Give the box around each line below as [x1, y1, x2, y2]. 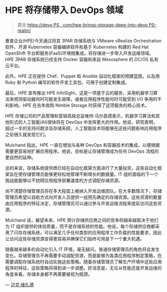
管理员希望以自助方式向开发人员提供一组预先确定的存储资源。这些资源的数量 [5, 194, 162, 200]
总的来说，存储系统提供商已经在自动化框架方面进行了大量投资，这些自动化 [5, 165, 158, 171]
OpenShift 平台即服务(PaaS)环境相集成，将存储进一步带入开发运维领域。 [5, 50, 154, 56]
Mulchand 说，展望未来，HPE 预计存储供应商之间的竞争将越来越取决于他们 [5, 217, 159, 223]
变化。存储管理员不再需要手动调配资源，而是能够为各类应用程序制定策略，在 [5, 252, 162, 258]
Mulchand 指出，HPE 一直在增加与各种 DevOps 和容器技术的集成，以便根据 [5, 142, 160, 148]
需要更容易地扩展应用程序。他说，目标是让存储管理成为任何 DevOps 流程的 [5, 148, 159, 154]
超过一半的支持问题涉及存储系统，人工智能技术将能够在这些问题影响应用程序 [5, 125, 162, 131]
